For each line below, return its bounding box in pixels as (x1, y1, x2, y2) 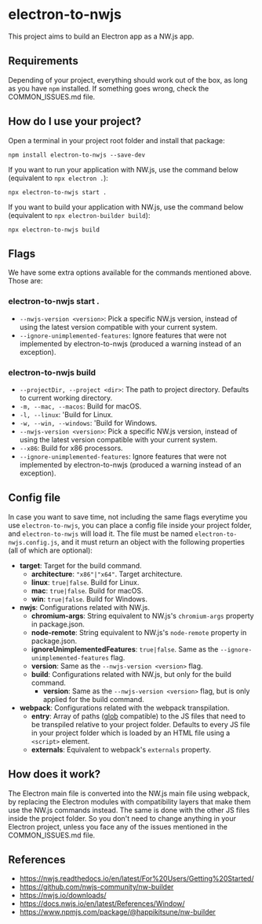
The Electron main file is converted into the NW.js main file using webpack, (8, 789, 249, 798)
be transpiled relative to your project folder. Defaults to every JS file (31, 719, 251, 729)
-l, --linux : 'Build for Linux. (19, 409, 114, 419)
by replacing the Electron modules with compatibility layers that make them (8, 796, 251, 806)
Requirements (8, 54, 78, 68)
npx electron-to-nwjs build (8, 226, 100, 234)
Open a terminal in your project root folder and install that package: (8, 135, 225, 145)
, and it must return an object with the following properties (57, 537, 246, 546)
